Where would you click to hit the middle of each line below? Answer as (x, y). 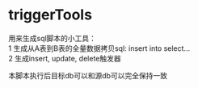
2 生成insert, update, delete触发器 (65, 58)
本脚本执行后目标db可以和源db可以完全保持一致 (88, 75)
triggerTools (51, 15)
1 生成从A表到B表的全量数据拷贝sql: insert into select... (99, 48)
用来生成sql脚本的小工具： (53, 38)
